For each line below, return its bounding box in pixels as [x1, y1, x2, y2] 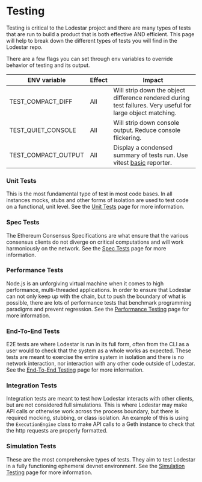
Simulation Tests [6, 442, 57, 451]
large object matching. [113, 109, 177, 117]
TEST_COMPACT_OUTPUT [9, 151, 84, 159]
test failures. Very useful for [113, 101, 192, 109]
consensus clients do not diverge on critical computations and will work [6, 238, 184, 246]
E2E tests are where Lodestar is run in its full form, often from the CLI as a [6, 341, 189, 348]
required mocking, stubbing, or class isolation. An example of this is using [6, 414, 189, 422]
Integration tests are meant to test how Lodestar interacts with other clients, [6, 395, 194, 402]
